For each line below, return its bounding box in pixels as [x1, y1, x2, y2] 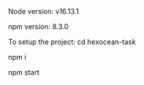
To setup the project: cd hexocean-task [8, 37, 136, 46]
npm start [8, 68, 40, 77]
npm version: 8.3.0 [8, 22, 69, 31]
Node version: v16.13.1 [8, 7, 79, 16]
